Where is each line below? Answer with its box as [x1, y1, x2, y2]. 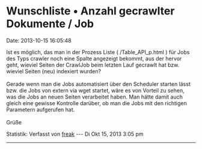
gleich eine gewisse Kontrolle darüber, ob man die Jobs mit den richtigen [6, 99, 188, 106]
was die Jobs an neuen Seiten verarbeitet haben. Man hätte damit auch [6, 93, 183, 100]
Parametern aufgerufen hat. [6, 106, 75, 113]
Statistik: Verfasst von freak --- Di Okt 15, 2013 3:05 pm [6, 130, 144, 138]
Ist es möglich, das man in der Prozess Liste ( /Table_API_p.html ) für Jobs [6, 48, 190, 55]
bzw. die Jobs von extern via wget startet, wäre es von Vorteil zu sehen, [6, 87, 185, 94]
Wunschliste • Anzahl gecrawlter [6, 4, 175, 18]
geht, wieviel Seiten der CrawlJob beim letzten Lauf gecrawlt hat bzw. [6, 61, 180, 68]
